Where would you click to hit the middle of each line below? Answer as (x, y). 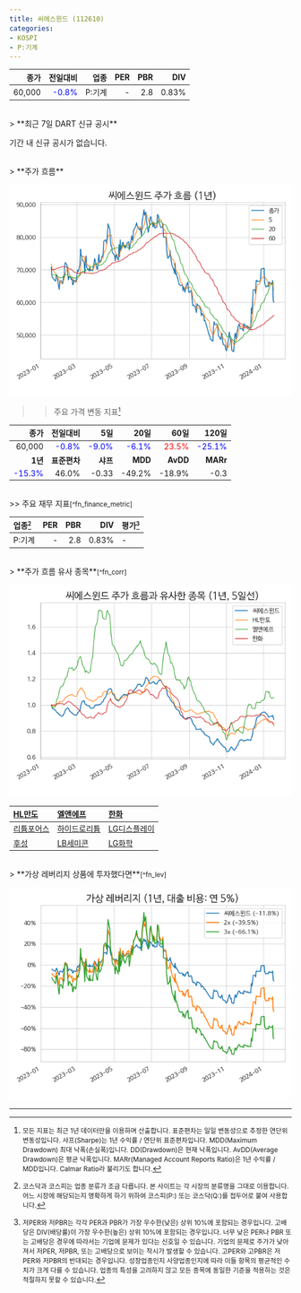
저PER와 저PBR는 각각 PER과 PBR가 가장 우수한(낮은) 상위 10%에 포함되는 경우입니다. (147, 1223)
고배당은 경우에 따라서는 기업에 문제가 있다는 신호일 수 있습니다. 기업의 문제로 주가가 (152, 1242)
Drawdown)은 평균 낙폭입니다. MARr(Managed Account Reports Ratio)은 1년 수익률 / (149, 1159)
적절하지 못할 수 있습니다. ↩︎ (64, 1279)
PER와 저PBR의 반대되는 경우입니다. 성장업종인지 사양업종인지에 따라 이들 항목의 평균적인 (152, 1261)
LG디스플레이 (131, 829)
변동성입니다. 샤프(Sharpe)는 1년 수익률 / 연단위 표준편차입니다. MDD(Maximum (140, 1141)
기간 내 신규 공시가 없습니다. (58, 143)
